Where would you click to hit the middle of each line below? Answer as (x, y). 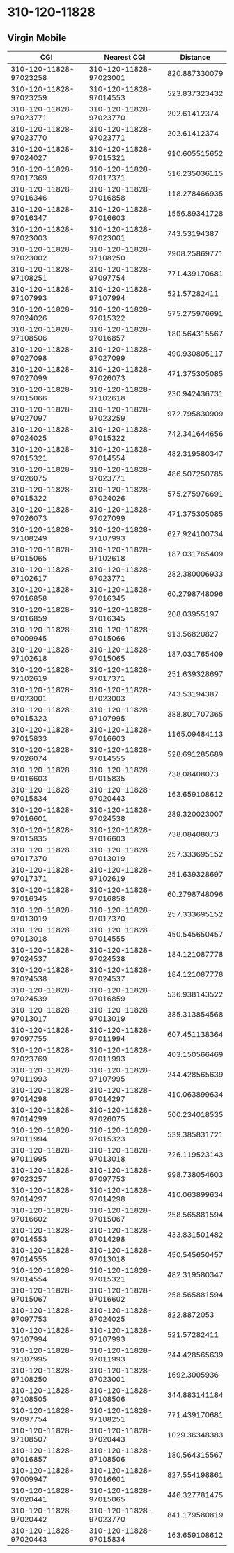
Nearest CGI (125, 57)
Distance (195, 57)
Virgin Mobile (37, 38)
